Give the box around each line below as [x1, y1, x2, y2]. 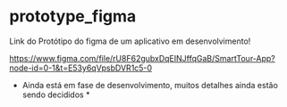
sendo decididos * [21, 89, 90, 100]
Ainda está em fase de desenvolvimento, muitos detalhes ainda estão [21, 79, 279, 90]
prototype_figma [9, 6, 137, 27]
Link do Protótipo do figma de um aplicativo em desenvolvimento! [9, 36, 251, 46]
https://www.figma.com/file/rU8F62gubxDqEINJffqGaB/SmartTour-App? [9, 53, 275, 63]
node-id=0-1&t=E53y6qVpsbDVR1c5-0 [9, 62, 153, 73]
